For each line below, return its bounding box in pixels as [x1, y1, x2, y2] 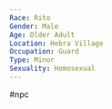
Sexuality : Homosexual [9, 64, 96, 74]
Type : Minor [9, 55, 55, 64]
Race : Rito [9, 13, 51, 23]
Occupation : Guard [9, 47, 79, 56]
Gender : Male [9, 22, 59, 31]
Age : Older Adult [9, 30, 76, 39]
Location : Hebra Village [9, 38, 104, 48]
